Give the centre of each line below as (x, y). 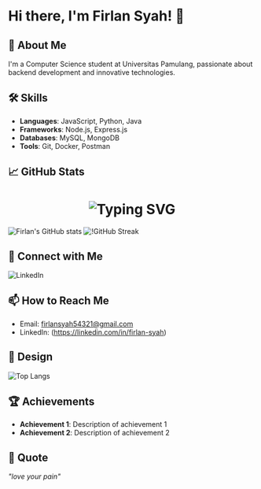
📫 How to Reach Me (59, 301)
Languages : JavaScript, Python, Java (81, 120)
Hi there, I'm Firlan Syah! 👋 (96, 16)
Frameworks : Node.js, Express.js (74, 129)
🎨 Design (31, 357)
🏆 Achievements (51, 401)
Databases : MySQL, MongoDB (70, 138)
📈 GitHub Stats (46, 172)
